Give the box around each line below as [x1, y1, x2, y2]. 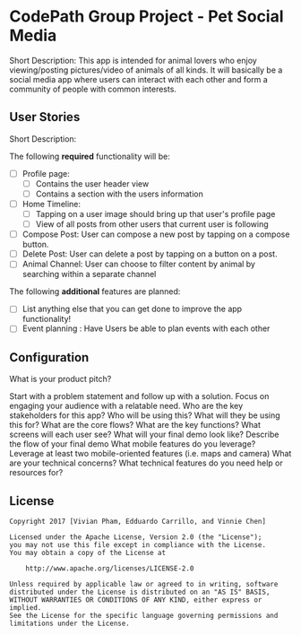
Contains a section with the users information [35, 188, 204, 199]
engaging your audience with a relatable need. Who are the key [9, 401, 244, 412]
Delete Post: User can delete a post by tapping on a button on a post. [21, 248, 278, 259]
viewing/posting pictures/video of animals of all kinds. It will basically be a [9, 65, 283, 75]
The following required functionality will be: [9, 151, 170, 161]
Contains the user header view [35, 178, 150, 189]
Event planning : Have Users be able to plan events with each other [21, 323, 271, 334]
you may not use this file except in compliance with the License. [9, 541, 267, 550]
